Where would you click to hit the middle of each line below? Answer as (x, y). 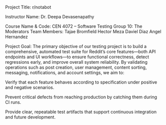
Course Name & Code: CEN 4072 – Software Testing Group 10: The (74, 26)
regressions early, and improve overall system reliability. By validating (76, 62)
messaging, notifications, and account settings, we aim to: (65, 73)
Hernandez (17, 37)
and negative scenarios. (30, 87)
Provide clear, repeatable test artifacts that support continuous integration (81, 112)
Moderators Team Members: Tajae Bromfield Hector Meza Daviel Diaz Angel (83, 31)
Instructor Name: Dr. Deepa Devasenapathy (50, 17)
